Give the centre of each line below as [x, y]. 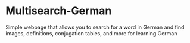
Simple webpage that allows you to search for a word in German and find [95, 27]
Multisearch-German [59, 11]
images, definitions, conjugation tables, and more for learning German [91, 33]
